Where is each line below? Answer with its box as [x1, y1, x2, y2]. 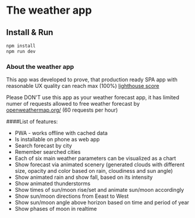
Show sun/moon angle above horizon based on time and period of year [14, 199, 190, 206]
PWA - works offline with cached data [14, 129, 108, 137]
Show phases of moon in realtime [14, 206, 97, 213]
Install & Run [6, 27, 54, 37]
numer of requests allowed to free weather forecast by [6, 100, 140, 108]
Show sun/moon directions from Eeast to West [14, 192, 129, 200]
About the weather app [6, 62, 74, 71]
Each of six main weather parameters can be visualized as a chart [14, 155, 177, 162]
